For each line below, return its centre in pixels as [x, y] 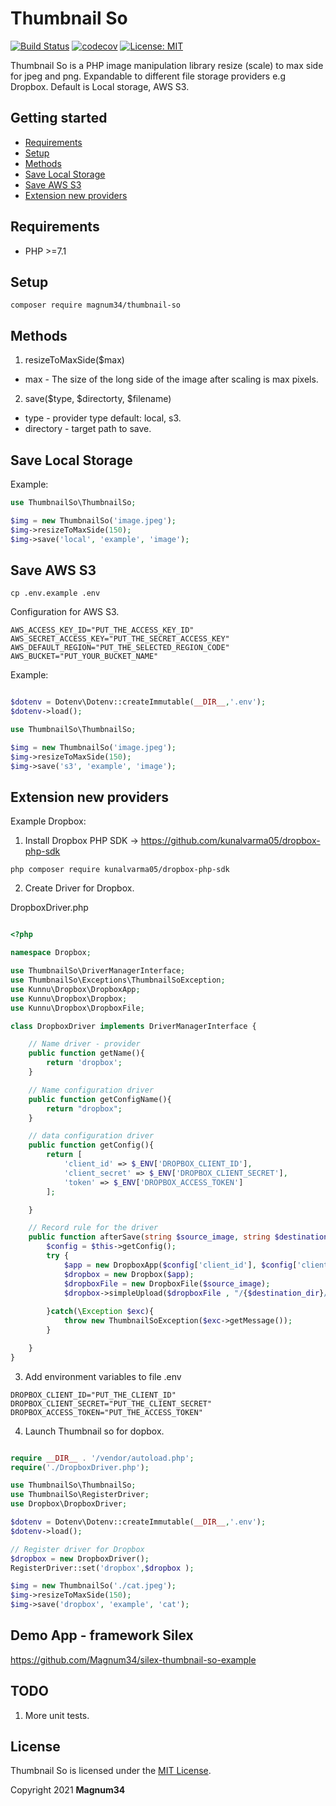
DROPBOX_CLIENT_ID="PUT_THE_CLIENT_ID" [93, 1395]
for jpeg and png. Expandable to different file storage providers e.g [148, 76]
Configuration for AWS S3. [65, 612]
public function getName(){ [86, 1053]
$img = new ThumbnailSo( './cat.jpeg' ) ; [93, 1586]
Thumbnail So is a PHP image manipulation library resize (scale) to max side [167, 65]
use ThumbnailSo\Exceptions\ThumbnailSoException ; [118, 980]
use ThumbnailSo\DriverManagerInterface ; [98, 971]
